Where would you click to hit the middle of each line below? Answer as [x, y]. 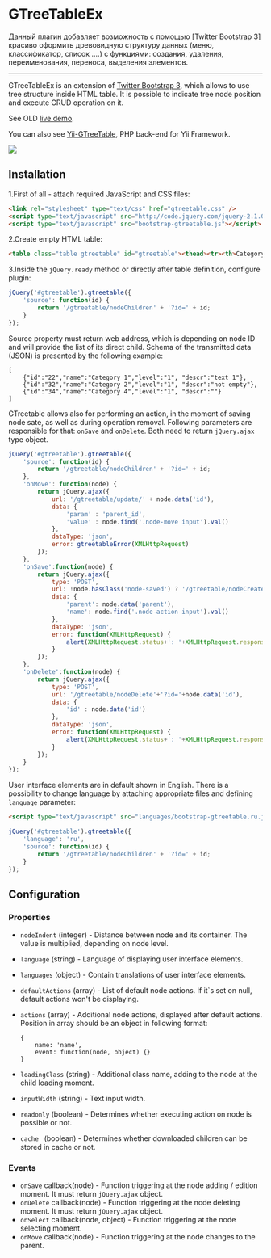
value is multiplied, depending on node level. [94, 944]
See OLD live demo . [41, 118]
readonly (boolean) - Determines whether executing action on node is [136, 1114]
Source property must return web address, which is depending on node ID [132, 338]
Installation [37, 175]
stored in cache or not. [58, 1147]
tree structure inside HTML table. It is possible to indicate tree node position [134, 94]
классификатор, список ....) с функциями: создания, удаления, [116, 53]
